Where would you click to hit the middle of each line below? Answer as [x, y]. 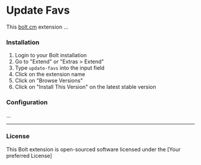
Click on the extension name [50, 74]
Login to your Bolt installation [51, 55]
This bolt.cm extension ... [37, 27]
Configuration [27, 102]
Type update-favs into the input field [60, 68]
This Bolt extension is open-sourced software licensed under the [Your [93, 149]
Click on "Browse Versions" [49, 80]
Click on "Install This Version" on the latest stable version [86, 87]
